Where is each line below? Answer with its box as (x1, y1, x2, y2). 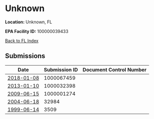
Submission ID (43, 66, 78, 73)
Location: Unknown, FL (5, 19, 52, 25)
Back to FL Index (5, 37, 39, 44)
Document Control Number (82, 66, 147, 73)
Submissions (5, 52, 45, 60)
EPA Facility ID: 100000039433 (5, 28, 69, 34)
